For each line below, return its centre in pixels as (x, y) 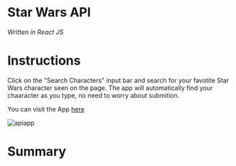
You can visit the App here (46, 109)
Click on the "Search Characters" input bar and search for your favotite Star (118, 80)
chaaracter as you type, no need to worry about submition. (93, 95)
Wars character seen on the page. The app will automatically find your (110, 88)
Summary (37, 151)
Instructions (44, 61)
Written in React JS (36, 32)
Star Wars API (49, 12)
